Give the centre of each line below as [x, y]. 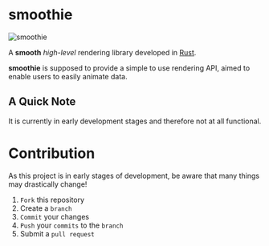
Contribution [52, 153]
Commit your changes [55, 216]
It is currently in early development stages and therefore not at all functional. [135, 121]
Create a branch [46, 208]
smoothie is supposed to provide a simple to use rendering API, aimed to [129, 68]
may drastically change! [48, 184]
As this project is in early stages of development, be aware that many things [134, 175]
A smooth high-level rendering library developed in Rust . [102, 52]
